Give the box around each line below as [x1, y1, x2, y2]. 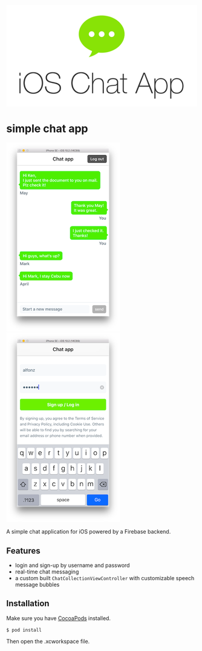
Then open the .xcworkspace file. [6, 638, 90, 645]
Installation [6, 598, 50, 609]
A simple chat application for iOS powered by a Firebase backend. [6, 528, 171, 535]
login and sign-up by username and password [15, 561, 130, 569]
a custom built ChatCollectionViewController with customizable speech [15, 574, 195, 581]
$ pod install [6, 627, 42, 633]
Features [6, 546, 41, 556]
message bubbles [15, 581, 60, 588]
